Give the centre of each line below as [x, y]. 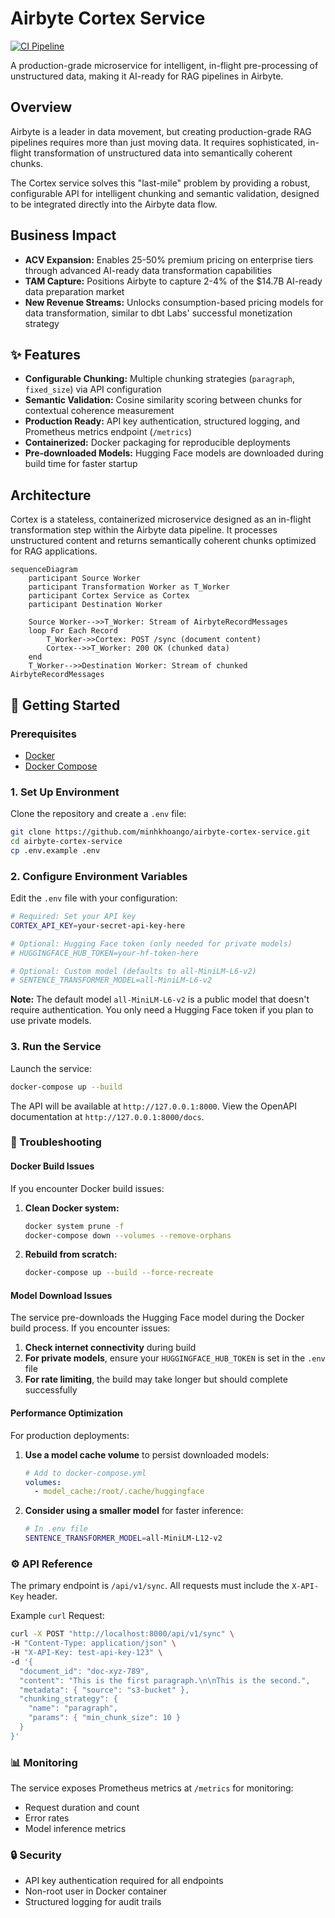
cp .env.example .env [55, 850]
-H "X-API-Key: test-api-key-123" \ [86, 1653]
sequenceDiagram [44, 570]
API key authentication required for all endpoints [124, 1881]
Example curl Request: [57, 1616]
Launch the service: [51, 1068]
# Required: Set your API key [73, 917]
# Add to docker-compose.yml [85, 1473]
